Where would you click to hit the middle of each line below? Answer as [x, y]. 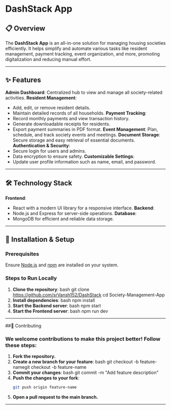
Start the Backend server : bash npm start [57, 306]
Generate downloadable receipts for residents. [61, 124]
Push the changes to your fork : [46, 378]
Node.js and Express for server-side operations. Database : [75, 213]
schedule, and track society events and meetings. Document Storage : [86, 134]
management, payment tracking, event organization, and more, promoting [83, 54]
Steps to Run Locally [31, 278]
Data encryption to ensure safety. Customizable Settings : [74, 156]
